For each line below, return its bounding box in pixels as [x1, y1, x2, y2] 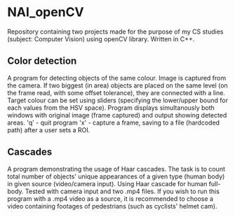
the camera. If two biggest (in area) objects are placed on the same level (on [7, 81, 228, 90]
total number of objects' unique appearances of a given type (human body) [7, 172, 225, 181]
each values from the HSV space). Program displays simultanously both [7, 103, 215, 112]
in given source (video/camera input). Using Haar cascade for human [7, 179, 208, 188]
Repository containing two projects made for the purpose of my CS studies [7, 27, 224, 36]
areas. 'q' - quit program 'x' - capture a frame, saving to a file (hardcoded [7, 118, 220, 127]
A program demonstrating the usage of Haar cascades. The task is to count [7, 164, 226, 173]
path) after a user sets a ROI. [7, 125, 90, 134]
